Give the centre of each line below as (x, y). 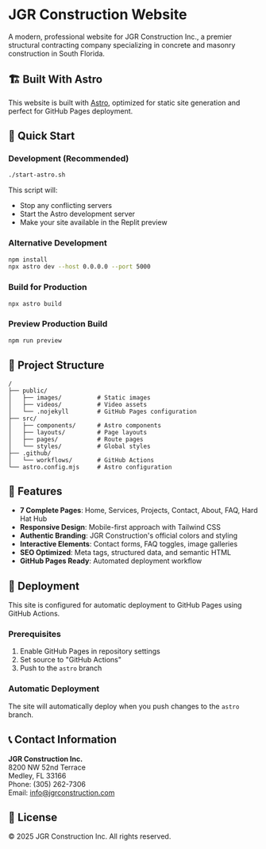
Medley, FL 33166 (37, 775)
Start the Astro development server (77, 214)
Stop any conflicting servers (66, 206)
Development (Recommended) (69, 159)
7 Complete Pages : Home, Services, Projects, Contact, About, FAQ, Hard (139, 511)
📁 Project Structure (56, 366)
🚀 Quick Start (42, 136)
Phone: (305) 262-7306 (47, 784)
